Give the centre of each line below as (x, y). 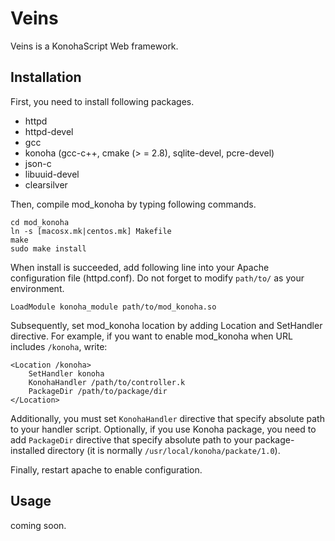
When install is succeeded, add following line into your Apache (140, 267)
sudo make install (48, 248)
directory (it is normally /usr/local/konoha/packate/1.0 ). (164, 450)
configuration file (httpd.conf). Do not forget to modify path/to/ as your (157, 278)
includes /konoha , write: (59, 346)
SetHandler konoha (66, 373)
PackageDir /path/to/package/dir (98, 391)
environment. (37, 288)
